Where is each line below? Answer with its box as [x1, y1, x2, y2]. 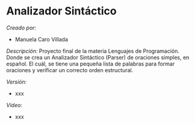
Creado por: [6, 24, 37, 31]
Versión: [6, 78, 27, 85]
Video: [6, 101, 23, 109]
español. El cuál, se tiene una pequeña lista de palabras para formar [6, 60, 175, 67]
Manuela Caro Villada [14, 35, 68, 43]
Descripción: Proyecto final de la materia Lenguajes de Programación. [6, 47, 179, 55]
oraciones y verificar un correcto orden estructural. [6, 66, 134, 73]
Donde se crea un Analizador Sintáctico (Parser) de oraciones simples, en [6, 53, 190, 61]
